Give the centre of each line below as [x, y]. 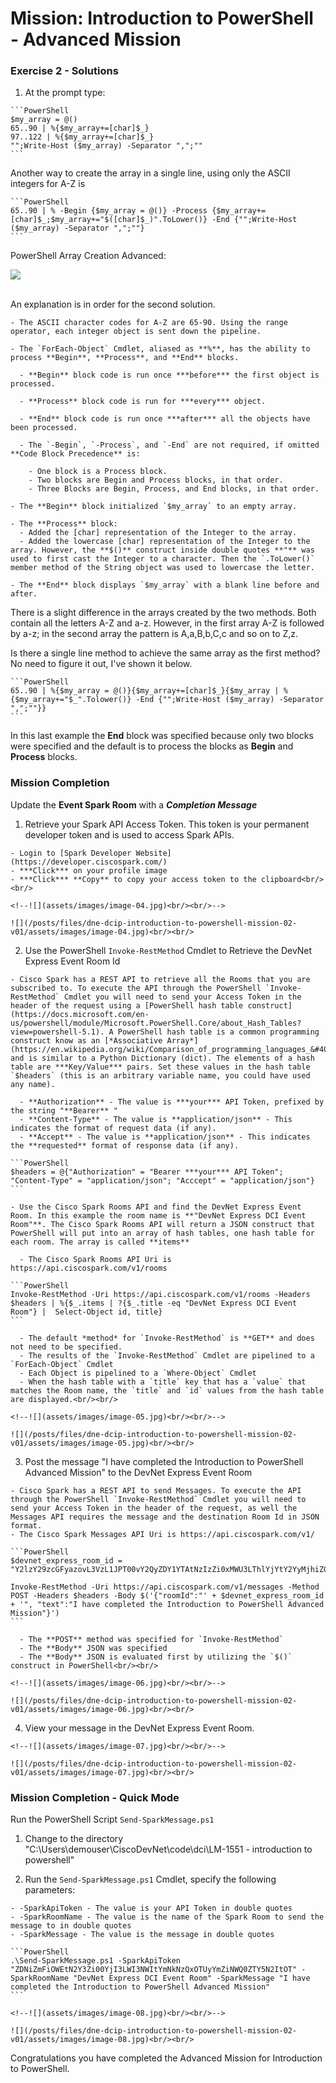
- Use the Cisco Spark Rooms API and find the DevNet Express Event [156, 1207]
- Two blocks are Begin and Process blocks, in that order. [156, 480]
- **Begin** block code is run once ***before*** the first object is [169, 375]
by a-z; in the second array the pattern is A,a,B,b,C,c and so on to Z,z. [154, 634]
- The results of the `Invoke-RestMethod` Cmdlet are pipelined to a [167, 1355]
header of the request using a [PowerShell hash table [127, 1005]
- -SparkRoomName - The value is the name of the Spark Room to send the [167, 1917]
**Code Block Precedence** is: [75, 454]
